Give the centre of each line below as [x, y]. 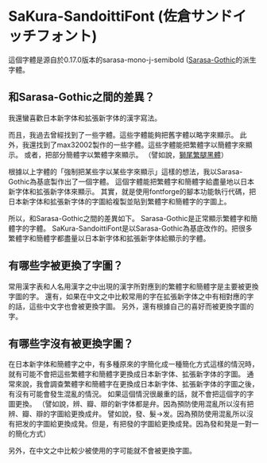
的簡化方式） [29, 434]
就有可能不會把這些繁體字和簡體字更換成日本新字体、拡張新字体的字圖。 [126, 374]
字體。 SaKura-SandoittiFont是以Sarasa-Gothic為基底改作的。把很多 [141, 228]
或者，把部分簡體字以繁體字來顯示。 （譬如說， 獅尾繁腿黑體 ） [126, 154]
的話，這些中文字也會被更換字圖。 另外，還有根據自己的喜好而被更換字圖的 [131, 306]
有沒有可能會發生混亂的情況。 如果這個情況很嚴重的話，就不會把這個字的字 [131, 394]
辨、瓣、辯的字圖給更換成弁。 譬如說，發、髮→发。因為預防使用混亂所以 [128, 414]
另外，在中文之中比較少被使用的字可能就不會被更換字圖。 [102, 451]
